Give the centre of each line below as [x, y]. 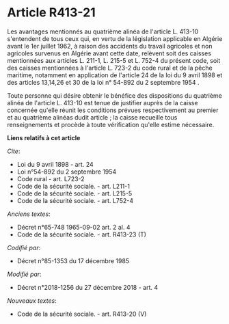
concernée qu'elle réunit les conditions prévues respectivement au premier [113, 110]
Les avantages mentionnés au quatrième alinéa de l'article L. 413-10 [103, 31]
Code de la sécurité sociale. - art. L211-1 [73, 186]
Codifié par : [24, 247]
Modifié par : [25, 274]
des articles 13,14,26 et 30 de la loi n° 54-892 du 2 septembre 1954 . [103, 82]
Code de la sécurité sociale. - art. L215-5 [75, 193]
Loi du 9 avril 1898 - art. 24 [55, 164]
